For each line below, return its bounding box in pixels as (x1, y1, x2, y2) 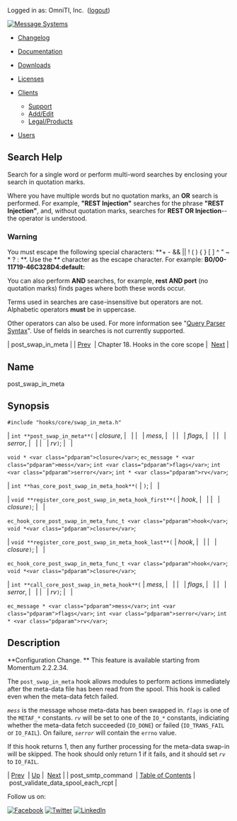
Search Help (7, 152, 63, 164)
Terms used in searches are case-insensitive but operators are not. (7, 298, 203, 307)
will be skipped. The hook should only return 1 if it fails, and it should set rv (7, 749, 226, 758)
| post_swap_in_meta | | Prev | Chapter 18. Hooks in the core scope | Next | (7, 340, 229, 349)
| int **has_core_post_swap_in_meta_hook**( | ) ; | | (7, 481, 160, 489)
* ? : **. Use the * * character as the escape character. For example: (7, 255, 203, 264)
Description (7, 637, 60, 649)
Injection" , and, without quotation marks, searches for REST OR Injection (7, 206, 221, 215)
